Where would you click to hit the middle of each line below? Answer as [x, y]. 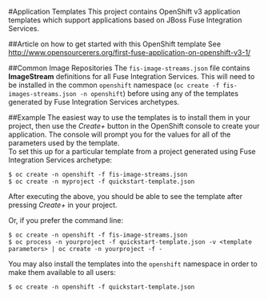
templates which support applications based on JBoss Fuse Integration [125, 20]
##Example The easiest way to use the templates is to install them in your [129, 118]
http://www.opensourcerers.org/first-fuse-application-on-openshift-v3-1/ [130, 52]
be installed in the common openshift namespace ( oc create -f [114, 85]
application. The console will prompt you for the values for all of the [120, 134]
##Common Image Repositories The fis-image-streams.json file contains [129, 68]
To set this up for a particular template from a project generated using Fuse [132, 151]
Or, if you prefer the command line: [66, 220]
